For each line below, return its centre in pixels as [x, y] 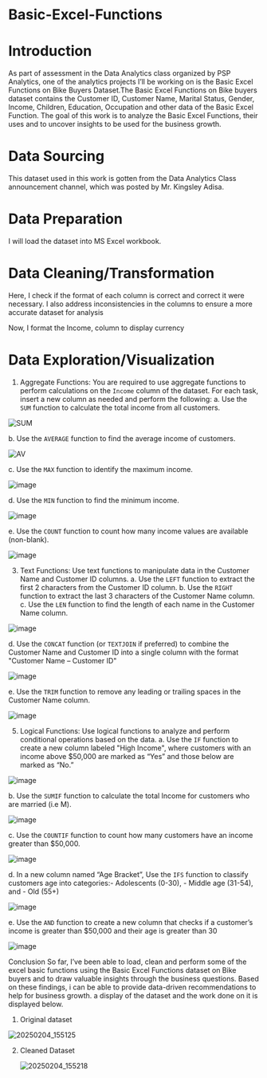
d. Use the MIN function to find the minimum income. [94, 500]
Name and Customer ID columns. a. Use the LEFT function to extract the [137, 579]
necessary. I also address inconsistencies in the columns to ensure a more [130, 304]
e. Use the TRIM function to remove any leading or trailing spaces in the [125, 691]
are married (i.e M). [40, 804]
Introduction [50, 51]
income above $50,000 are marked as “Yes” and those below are [127, 756]
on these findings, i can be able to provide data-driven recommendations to [132, 987]
